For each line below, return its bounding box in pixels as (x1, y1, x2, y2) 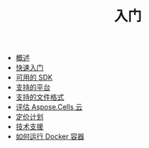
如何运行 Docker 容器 (15, 131, 85, 142)
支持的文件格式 (15, 92, 64, 102)
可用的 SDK (15, 72, 53, 83)
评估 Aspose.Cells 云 (15, 102, 83, 112)
